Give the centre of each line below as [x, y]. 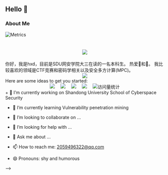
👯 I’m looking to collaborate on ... [47, 117]
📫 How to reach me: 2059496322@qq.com [58, 147]
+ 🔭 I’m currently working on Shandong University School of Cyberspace [81, 92]
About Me [18, 24]
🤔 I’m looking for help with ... [42, 127]
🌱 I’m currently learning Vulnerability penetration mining [70, 107]
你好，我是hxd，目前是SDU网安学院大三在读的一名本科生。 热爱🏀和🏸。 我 [82, 64]
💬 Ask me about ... [32, 137]
